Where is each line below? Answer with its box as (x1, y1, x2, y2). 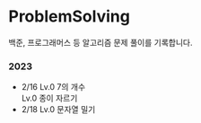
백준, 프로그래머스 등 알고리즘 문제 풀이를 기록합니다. (8, 37, 193, 48)
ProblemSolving (8, 6, 131, 27)
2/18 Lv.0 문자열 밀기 (21, 104, 96, 115)
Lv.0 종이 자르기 (21, 92, 78, 104)
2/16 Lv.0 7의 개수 (21, 82, 86, 92)
